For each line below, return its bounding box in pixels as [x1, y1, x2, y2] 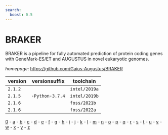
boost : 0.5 [10, 12, 33, 17]
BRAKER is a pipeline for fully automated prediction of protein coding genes [5, 51, 163, 57]
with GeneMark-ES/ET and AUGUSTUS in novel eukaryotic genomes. [5, 56, 149, 62]
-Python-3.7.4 [31, 93, 65, 99]
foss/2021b [70, 100, 96, 106]
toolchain [72, 78, 96, 85]
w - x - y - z [5, 124, 30, 130]
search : [5, 7, 22, 13]
